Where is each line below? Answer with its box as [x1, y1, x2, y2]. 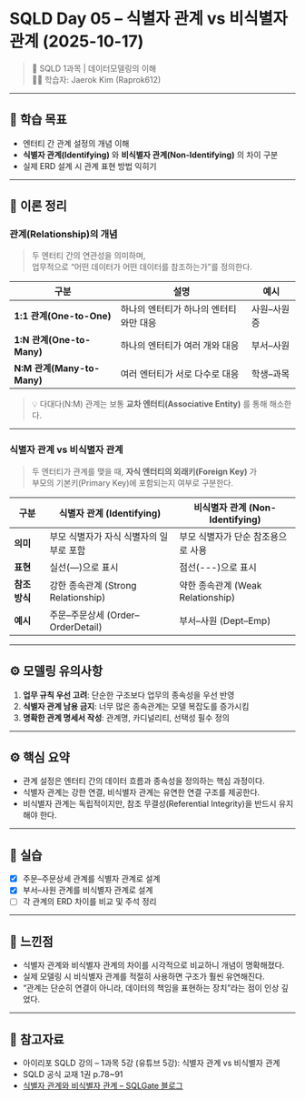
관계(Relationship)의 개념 [9, 228, 118, 241]
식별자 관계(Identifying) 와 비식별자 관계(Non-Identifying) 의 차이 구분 [22, 149, 279, 160]
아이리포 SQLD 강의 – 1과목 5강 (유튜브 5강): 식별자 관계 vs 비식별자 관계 [22, 1057, 280, 1068]
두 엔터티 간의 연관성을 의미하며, [31, 250, 146, 261]
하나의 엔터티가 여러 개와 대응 [120, 339, 240, 352]
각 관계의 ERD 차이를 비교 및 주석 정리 [22, 896, 157, 907]
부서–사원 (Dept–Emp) [179, 614, 271, 627]
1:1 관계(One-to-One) [14, 310, 112, 323]
